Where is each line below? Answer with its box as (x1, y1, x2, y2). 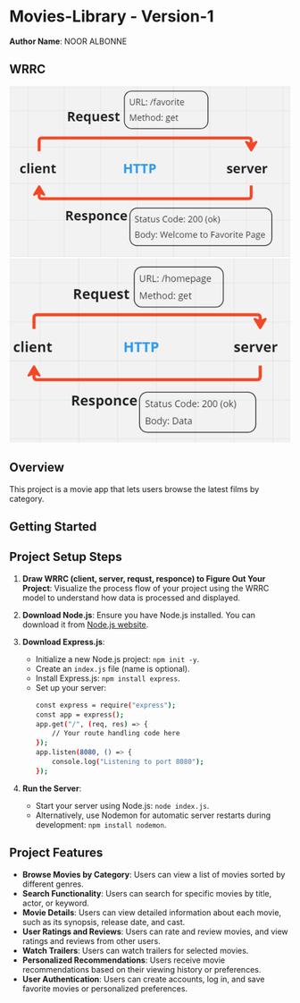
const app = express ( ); (35, 710, 125, 719)
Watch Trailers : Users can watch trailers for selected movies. (21, 945, 249, 956)
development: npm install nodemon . (35, 819, 167, 829)
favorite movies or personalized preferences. (21, 982, 188, 994)
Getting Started (9, 519, 97, 534)
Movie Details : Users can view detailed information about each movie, (21, 906, 282, 918)
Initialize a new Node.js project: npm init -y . (35, 653, 199, 664)
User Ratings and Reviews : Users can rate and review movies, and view (21, 926, 288, 937)
